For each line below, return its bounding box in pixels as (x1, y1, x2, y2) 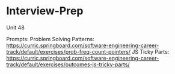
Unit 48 (6, 24, 25, 31)
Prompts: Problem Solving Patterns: (6, 35, 94, 42)
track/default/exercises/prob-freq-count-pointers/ (6, 48, 131, 55)
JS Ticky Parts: (132, 48, 170, 55)
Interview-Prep (6, 4, 84, 18)
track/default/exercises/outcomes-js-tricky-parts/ (6, 61, 130, 68)
